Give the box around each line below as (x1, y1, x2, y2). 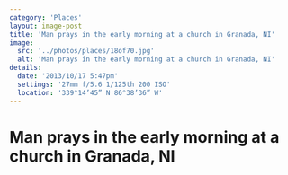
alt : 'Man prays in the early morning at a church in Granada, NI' (17, 55, 276, 64)
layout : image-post (9, 22, 83, 31)
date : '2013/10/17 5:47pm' (17, 72, 119, 81)
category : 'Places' (9, 13, 83, 22)
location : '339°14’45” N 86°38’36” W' (17, 88, 164, 97)
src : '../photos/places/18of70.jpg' (17, 47, 155, 56)
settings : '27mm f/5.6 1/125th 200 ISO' (17, 80, 171, 89)
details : (9, 64, 42, 73)
